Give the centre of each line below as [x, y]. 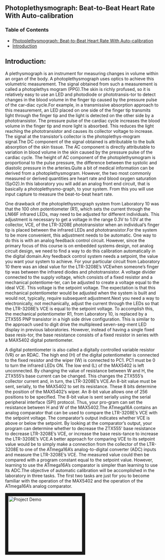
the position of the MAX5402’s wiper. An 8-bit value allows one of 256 [76, 392]
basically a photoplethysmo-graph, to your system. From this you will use [79, 189]
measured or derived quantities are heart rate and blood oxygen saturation [81, 178]
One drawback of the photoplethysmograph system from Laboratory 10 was [82, 203]
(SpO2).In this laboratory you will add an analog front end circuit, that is [78, 183]
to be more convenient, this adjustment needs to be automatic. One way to [81, 235]
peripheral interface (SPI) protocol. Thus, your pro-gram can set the [74, 402]
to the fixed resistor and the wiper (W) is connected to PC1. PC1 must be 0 [80, 360]
